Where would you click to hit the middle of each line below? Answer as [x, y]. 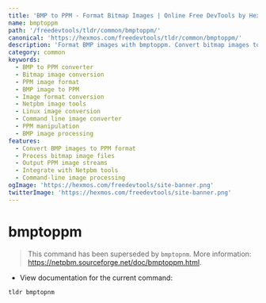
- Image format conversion [60, 97]
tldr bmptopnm [32, 292]
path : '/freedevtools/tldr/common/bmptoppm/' [84, 30]
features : [25, 141]
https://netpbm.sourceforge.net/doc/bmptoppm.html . [114, 262]
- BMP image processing [54, 133]
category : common [37, 52]
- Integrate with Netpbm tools [67, 171]
